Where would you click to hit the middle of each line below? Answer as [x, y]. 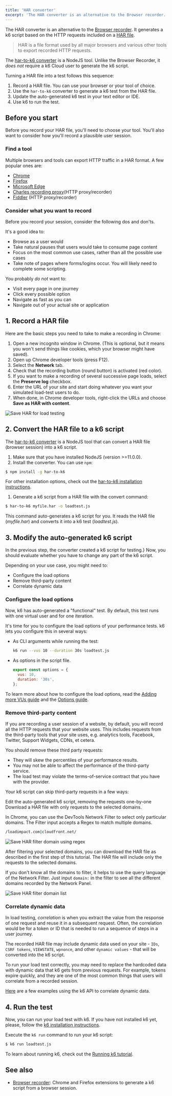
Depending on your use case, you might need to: [57, 565]
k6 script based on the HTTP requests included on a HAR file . [70, 35]
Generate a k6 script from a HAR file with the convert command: [80, 497]
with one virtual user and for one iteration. [49, 616]
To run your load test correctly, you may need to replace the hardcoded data [86, 965]
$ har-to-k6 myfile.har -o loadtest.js [48, 506]
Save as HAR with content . [41, 403]
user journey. [19, 934]
